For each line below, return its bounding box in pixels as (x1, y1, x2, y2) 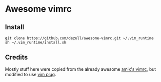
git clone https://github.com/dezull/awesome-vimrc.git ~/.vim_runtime (5, 36, 154, 41)
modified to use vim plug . (5, 71, 56, 77)
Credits (5, 53, 28, 61)
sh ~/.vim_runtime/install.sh (5, 40, 67, 45)
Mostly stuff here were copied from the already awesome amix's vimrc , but (5, 66, 156, 72)
